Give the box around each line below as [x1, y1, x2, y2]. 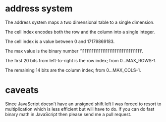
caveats [5, 84, 39, 96]
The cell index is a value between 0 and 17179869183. [5, 38, 115, 44]
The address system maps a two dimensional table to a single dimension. [5, 19, 155, 25]
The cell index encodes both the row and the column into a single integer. [5, 29, 155, 35]
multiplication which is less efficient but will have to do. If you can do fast [5, 106, 155, 112]
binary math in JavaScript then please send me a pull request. [5, 111, 132, 117]
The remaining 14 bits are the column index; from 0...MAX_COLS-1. [5, 67, 141, 73]
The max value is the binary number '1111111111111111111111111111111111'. [5, 48, 144, 54]
